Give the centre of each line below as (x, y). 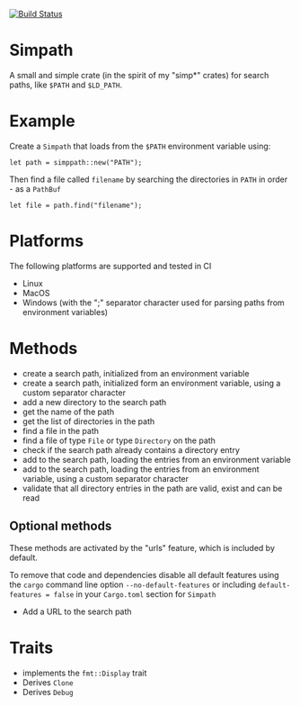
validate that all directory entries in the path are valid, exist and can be (152, 488)
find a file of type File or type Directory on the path (119, 440)
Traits (31, 647)
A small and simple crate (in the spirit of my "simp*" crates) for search (139, 75)
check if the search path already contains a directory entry (131, 449)
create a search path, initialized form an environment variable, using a (151, 383)
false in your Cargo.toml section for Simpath (135, 593)
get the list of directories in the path (88, 421)
